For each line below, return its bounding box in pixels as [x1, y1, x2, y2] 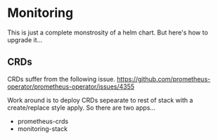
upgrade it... [7, 35, 43, 44]
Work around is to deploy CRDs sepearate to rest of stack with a [7, 96, 193, 104]
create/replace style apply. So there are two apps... [7, 103, 156, 112]
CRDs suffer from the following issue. [7, 75, 116, 83]
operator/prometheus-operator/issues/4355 [7, 82, 135, 91]
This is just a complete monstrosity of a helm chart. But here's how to [7, 28, 209, 37]
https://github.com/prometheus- [117, 75, 211, 83]
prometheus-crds [17, 117, 69, 125]
